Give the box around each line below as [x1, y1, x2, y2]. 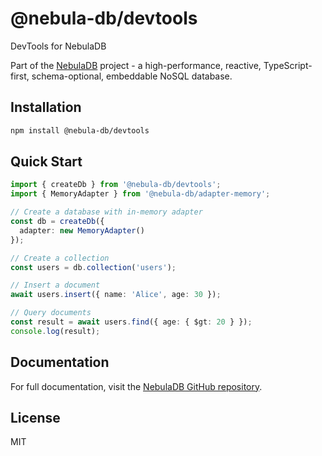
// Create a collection [10, 253, 110, 263]
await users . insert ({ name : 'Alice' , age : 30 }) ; [10, 290, 222, 300]
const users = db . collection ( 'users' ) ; [10, 262, 177, 272]
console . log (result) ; [10, 326, 101, 336]
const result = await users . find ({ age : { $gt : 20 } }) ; [10, 317, 253, 327]
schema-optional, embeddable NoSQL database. [31, 70, 233, 82]
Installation [10, 99, 82, 116]
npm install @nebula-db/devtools [10, 125, 150, 136]
